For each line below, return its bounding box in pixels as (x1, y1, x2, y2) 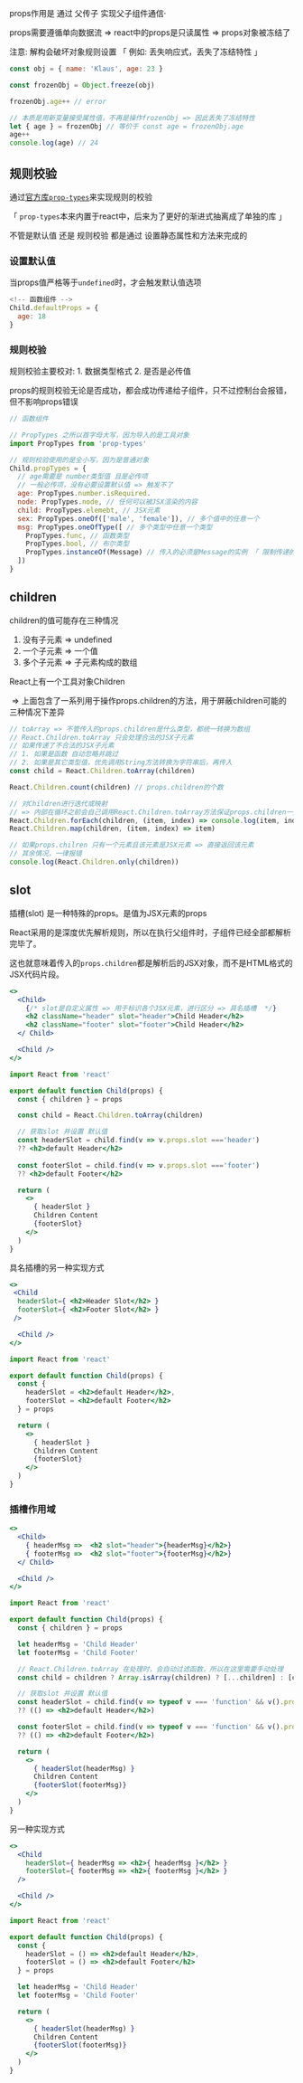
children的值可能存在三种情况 (9, 614, 119, 626)
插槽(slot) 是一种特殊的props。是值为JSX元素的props (9, 907, 207, 918)
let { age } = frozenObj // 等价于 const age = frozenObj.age (9, 121, 244, 131)
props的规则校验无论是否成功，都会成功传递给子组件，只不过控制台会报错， (9, 385, 291, 396)
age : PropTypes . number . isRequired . (17, 489, 151, 498)
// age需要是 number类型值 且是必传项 (17, 472, 149, 481)
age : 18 (17, 311, 47, 321)
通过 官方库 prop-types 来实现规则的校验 (9, 191, 153, 202)
